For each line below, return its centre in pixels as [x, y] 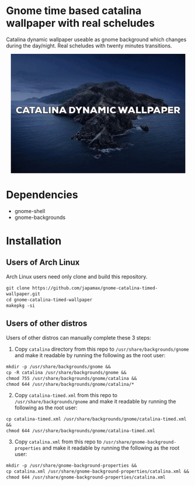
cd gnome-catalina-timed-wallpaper [49, 300]
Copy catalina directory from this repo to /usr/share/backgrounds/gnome [102, 349]
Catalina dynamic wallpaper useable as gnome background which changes [96, 39]
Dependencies [42, 195]
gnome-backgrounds [40, 217]
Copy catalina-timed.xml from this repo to [66, 395]
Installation [34, 241]
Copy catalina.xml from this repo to [58, 441]
